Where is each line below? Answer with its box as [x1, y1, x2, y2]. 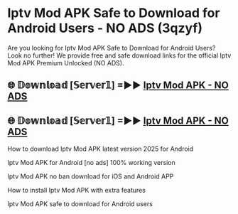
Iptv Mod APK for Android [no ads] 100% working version [7, 159, 175, 167]
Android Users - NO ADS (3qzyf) [7, 20, 202, 36]
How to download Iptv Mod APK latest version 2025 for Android [7, 144, 194, 154]
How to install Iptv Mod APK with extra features [7, 186, 146, 195]
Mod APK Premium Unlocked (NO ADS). [7, 58, 124, 67]
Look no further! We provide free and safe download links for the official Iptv [7, 51, 232, 60]
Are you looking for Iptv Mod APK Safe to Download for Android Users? [7, 43, 216, 52]
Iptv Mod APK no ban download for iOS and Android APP [7, 172, 174, 181]
